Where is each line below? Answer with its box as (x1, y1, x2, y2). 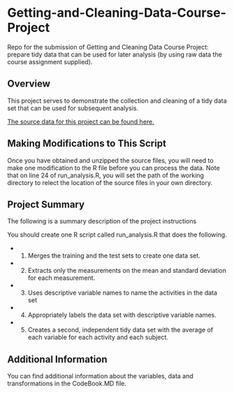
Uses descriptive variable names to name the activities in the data (27, 288, 218, 297)
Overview (7, 78, 51, 90)
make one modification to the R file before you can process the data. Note (7, 163, 220, 172)
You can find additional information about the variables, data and (7, 372, 193, 380)
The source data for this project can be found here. (7, 117, 155, 126)
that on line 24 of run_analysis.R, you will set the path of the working (7, 171, 205, 179)
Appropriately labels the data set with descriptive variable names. (27, 311, 217, 319)
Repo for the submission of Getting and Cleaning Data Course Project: (7, 43, 209, 51)
